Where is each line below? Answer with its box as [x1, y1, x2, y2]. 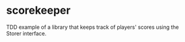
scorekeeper [6, 4, 71, 17]
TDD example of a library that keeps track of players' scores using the [6, 23, 179, 31]
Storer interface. [6, 29, 47, 37]
